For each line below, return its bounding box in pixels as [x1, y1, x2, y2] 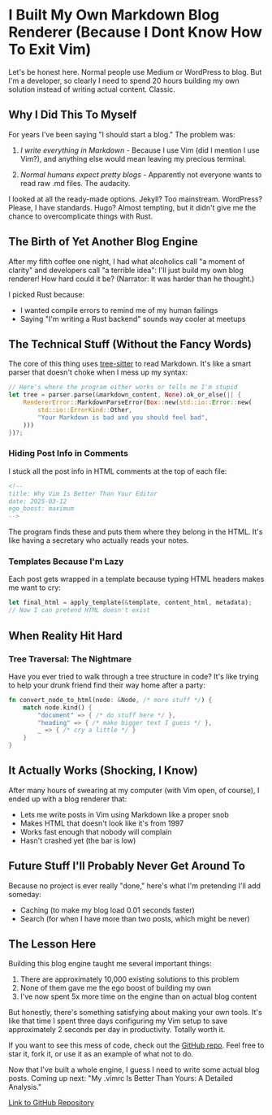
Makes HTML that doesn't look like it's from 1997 [19, 818, 184, 828]
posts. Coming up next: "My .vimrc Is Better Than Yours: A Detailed [8, 1074, 233, 1083]
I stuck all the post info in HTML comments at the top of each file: [8, 466, 227, 476]
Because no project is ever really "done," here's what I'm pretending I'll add [8, 880, 261, 891]
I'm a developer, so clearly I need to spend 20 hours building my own [8, 76, 240, 85]
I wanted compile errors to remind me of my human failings [19, 305, 218, 315]
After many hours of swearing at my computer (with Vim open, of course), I [8, 785, 260, 795]
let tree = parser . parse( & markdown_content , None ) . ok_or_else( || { [8, 391, 242, 399]
